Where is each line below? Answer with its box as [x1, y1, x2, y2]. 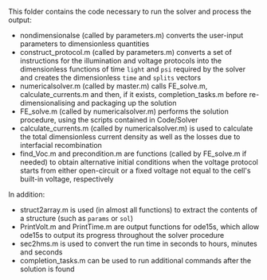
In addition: [8, 190, 45, 199]
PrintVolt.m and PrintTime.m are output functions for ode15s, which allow [19, 222, 260, 231]
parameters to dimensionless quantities [19, 39, 150, 49]
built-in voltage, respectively [19, 174, 114, 184]
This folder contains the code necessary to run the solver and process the [8, 7, 252, 16]
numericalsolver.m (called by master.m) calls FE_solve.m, [19, 81, 208, 91]
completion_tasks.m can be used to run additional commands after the [19, 256, 252, 265]
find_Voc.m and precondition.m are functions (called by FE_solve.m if [19, 149, 247, 158]
